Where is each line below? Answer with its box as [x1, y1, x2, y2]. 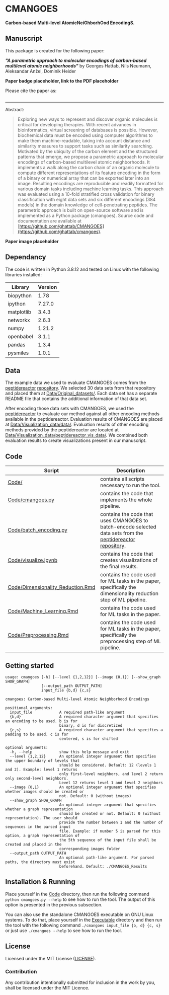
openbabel [8, 333, 34, 340]
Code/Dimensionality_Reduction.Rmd [8, 584, 96, 591]
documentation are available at [17, 217, 82, 224]
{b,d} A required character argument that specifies [10, 714, 158, 719]
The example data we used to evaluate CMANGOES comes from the [5, 379, 146, 386]
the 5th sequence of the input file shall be [59, 837, 156, 843]
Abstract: [5, 106, 24, 112]
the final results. [100, 563, 138, 570]
